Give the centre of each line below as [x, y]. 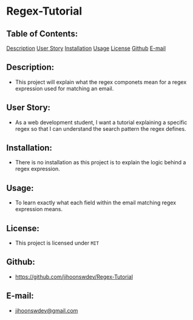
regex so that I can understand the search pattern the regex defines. [100, 128]
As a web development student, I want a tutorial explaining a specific [101, 122]
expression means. [39, 209]
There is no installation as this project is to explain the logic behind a [100, 162]
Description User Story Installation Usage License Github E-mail [86, 48]
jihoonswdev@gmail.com [46, 310]
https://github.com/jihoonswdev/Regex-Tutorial [74, 277]
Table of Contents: [42, 34]
